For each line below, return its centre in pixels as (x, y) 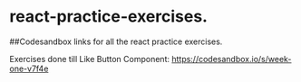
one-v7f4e (29, 68)
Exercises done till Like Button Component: (90, 59)
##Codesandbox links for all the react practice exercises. (116, 41)
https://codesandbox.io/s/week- (232, 59)
